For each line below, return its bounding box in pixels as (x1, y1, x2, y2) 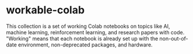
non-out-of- (159, 35, 188, 42)
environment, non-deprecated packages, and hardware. (17, 41, 153, 48)
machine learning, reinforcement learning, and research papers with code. (6, 28, 185, 35)
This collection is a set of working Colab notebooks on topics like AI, (6, 23, 170, 30)
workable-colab (6, 3, 85, 17)
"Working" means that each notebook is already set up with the (6, 35, 159, 42)
